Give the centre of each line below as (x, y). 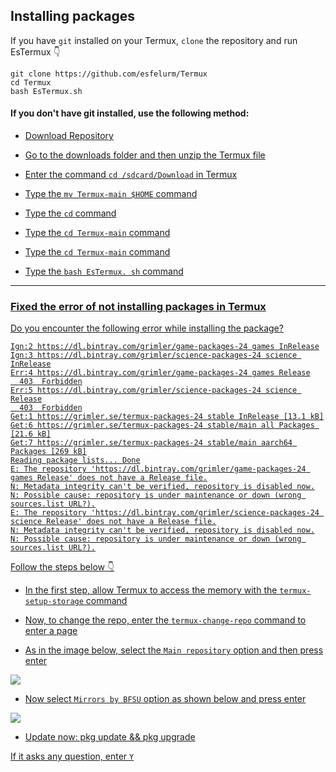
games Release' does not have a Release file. (109, 478)
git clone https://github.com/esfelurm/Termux (109, 74)
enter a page (51, 631)
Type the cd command (70, 213)
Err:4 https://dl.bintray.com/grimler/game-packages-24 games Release (160, 373)
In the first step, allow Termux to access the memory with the (151, 590)
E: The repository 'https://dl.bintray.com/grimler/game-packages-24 (158, 469)
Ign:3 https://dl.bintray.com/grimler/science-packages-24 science (154, 355)
